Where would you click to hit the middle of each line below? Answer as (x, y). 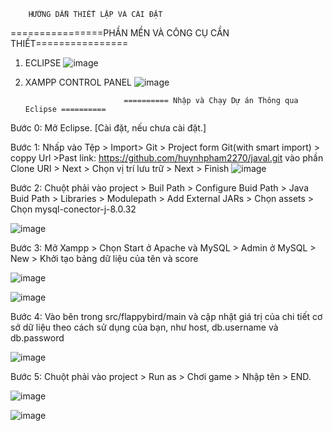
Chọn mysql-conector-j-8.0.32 (73, 209)
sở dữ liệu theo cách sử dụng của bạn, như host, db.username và (144, 327)
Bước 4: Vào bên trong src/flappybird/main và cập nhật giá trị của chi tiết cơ (166, 316)
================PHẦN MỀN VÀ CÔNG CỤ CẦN (120, 33)
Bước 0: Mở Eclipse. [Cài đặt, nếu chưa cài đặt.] (108, 128)
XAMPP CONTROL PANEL (78, 82)
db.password (37, 338)
